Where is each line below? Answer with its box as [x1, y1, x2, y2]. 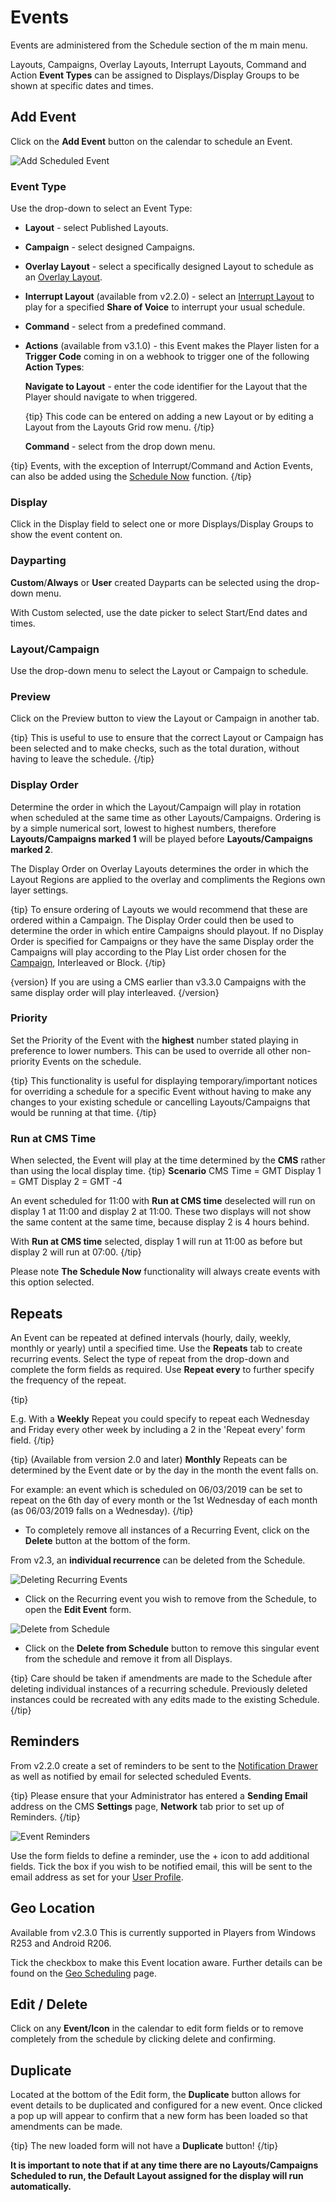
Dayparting [10, 554, 67, 568]
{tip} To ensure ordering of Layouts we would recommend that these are [10, 903, 308, 915]
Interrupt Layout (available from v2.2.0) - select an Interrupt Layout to [24, 291, 315, 303]
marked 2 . [10, 843, 53, 855]
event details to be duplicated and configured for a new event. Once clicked [10, 2099, 323, 2111]
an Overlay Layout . [24, 271, 103, 283]
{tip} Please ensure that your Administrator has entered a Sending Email [10, 1789, 308, 1801]
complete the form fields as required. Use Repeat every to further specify [10, 1363, 315, 1375]
